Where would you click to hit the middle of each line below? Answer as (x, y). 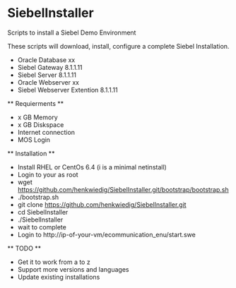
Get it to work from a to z (54, 262)
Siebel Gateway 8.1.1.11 (50, 67)
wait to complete (42, 227)
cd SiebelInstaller (43, 212)
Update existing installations (59, 277)
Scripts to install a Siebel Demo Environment (72, 32)
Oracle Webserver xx (48, 82)
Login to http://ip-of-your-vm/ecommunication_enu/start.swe (106, 234)
